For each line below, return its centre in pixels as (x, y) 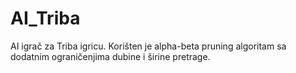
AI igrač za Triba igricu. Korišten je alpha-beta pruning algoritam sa (148, 46)
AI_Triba (45, 18)
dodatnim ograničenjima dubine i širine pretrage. (110, 56)
